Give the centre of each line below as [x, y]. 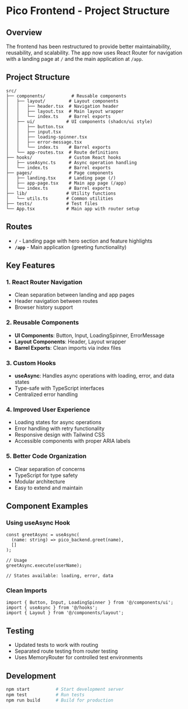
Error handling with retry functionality [60, 428]
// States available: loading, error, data [60, 576]
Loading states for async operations [58, 422]
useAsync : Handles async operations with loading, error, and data [94, 376]
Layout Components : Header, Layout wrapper [70, 342]
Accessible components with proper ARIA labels [72, 441]
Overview [24, 33]
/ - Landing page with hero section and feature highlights [83, 241]
